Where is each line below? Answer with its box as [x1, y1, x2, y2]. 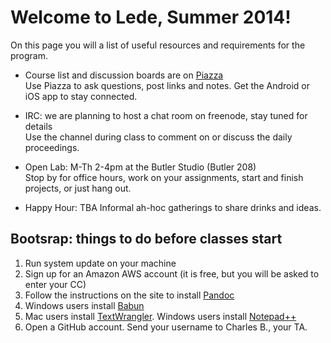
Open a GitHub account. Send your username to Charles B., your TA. [24, 321, 308, 333]
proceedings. [24, 141, 80, 153]
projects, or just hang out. [24, 182, 132, 194]
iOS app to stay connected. [24, 90, 138, 102]
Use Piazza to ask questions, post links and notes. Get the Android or [24, 79, 311, 91]
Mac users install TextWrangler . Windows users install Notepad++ [24, 310, 297, 322]
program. [10, 49, 49, 61]
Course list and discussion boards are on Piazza [24, 69, 224, 81]
